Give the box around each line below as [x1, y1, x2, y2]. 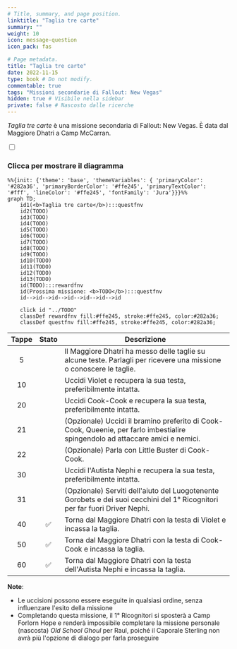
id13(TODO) [20, 276, 52, 283]
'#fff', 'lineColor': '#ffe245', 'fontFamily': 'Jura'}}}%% [7, 189, 188, 196]
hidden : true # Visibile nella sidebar [7, 95, 125, 102]
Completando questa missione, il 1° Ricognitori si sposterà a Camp [17, 612, 211, 620]
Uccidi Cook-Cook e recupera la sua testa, [64, 396, 207, 406]
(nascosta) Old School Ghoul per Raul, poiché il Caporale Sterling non [17, 626, 220, 635]
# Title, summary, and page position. [7, 10, 121, 18]
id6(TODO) [20, 232, 49, 240]
